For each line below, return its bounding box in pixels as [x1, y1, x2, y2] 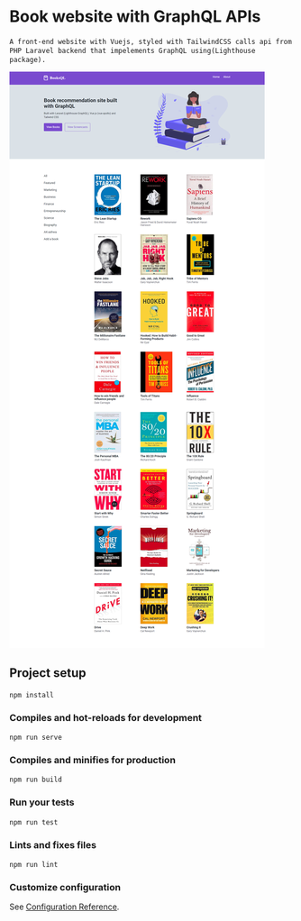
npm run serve [9, 733, 63, 743]
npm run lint [9, 860, 59, 869]
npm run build [9, 775, 63, 785]
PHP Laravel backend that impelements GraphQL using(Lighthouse [9, 46, 256, 55]
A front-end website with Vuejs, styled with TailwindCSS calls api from [9, 37, 293, 46]
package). [9, 55, 47, 64]
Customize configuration [9, 880, 122, 893]
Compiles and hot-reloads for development [9, 711, 203, 724]
